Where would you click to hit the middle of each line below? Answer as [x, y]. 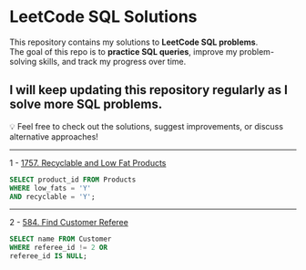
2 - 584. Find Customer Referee [69, 223]
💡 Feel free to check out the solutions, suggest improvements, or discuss [147, 126]
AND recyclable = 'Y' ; [52, 197]
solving [23, 61]
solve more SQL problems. [86, 104]
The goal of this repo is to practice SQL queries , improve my [123, 51]
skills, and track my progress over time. [112, 61]
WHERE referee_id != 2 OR [58, 248]
